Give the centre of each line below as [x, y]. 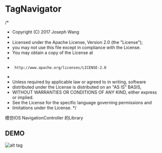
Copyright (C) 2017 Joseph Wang [46, 32]
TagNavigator [33, 9]
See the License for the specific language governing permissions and [82, 102]
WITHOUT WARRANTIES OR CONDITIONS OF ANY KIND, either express [84, 92]
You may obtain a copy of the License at [53, 53]
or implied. [23, 97]
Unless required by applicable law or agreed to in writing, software [79, 82]
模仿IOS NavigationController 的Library [44, 117]
